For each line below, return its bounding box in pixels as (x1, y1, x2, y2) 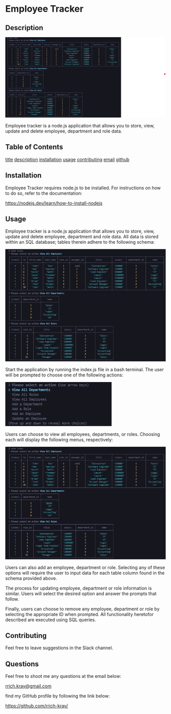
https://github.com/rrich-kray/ (5, 703, 68, 709)
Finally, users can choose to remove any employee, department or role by (5, 605, 160, 612)
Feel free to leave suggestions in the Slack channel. (5, 645, 113, 651)
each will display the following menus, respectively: (5, 437, 113, 443)
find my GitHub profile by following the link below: (5, 693, 110, 699)
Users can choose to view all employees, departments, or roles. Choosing (5, 431, 160, 438)
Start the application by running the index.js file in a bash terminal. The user (5, 367, 164, 373)
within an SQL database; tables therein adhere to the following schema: (5, 239, 155, 245)
